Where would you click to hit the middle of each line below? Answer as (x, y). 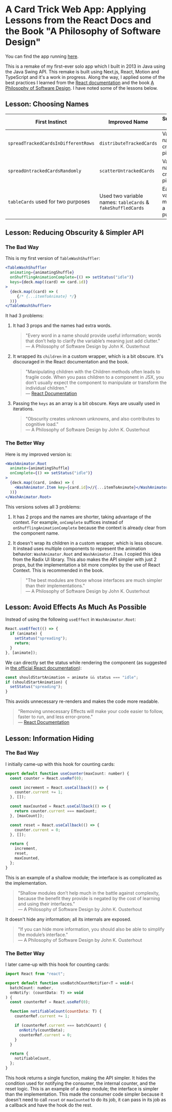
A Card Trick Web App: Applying (76, 9)
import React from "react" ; (35, 974)
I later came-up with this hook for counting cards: (58, 964)
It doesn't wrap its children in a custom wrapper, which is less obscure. (88, 543)
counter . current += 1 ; (39, 792)
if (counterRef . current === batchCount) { (60, 1026)
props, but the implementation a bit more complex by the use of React (86, 564)
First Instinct (51, 122)
